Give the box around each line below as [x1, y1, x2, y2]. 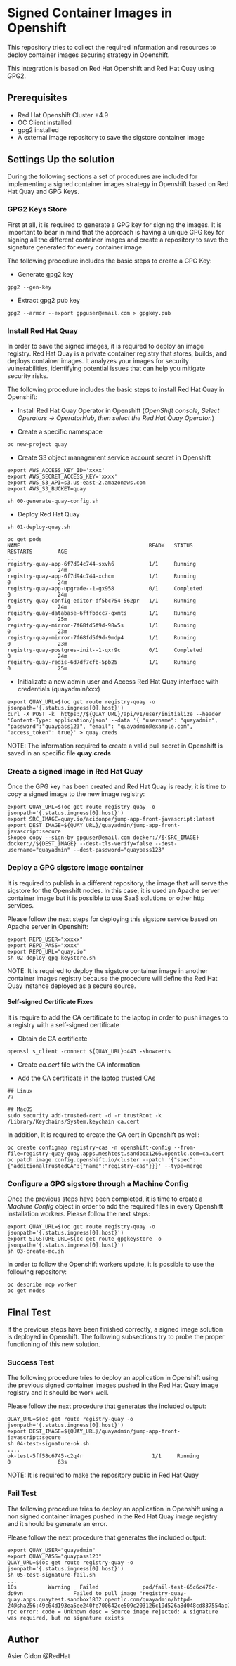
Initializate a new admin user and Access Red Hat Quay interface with [17, 677, 219, 686]
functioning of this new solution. [7, 1340, 100, 1348]
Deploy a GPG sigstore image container [7, 863, 144, 873]
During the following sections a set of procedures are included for [7, 172, 198, 181]
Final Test [7, 1306, 51, 1318]
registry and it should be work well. [7, 1388, 109, 1397]
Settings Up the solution [7, 153, 115, 166]
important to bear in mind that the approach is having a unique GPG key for [7, 228, 225, 236]
